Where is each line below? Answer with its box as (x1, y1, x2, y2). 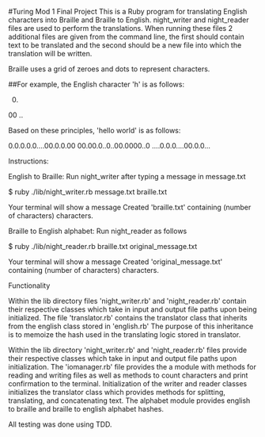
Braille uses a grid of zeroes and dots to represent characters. (8, 64, 210, 74)
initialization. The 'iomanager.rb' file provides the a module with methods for (8, 362, 257, 371)
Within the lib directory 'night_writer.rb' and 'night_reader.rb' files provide (8, 345, 248, 355)
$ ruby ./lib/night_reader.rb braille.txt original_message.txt (8, 242, 198, 251)
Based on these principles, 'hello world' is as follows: (8, 126, 181, 135)
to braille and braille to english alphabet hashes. (8, 404, 165, 413)
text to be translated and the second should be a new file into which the (8, 40, 242, 50)
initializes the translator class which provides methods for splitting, (8, 388, 225, 397)
